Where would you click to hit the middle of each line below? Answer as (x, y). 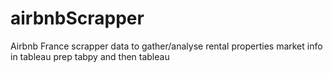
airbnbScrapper (77, 18)
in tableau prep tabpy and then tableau (90, 56)
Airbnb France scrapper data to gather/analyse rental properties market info (166, 46)
